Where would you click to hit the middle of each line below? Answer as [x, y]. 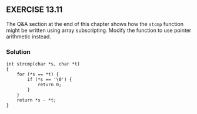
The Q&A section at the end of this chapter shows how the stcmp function [95, 24]
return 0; [49, 85]
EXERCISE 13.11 [34, 10]
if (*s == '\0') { [50, 80]
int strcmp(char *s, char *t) [43, 64]
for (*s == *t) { [38, 74]
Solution [19, 51]
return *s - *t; [37, 100]
